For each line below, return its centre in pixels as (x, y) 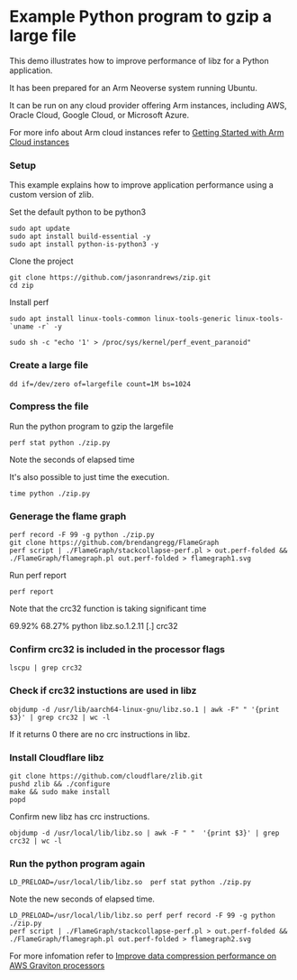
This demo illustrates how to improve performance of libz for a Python (139, 60)
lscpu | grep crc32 (46, 668)
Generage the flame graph (68, 516)
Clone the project (41, 261)
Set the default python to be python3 (78, 212)
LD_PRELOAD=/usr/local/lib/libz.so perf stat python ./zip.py (130, 883)
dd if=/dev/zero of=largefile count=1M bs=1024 (100, 384)
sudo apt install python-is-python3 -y (84, 245)
